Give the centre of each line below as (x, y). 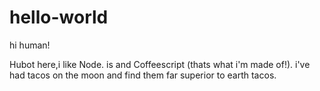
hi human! (30, 45)
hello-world (59, 17)
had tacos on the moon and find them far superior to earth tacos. (143, 75)
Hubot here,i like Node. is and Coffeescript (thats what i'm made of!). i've (160, 64)
